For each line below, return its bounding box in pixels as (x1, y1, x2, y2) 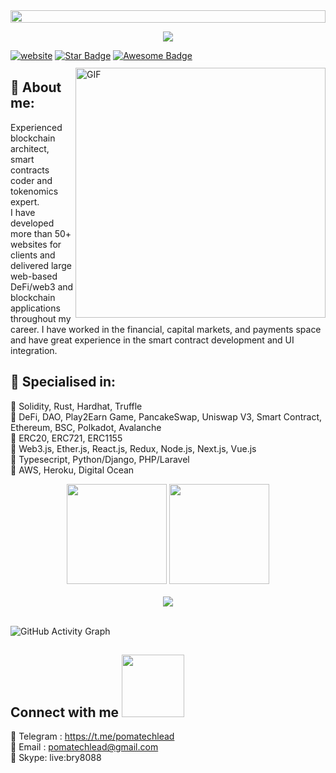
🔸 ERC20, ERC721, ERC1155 (10, 432, 123, 444)
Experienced (10, 121, 63, 133)
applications (10, 302, 61, 314)
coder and (10, 174, 53, 186)
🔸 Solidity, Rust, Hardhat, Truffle (10, 400, 143, 412)
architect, (10, 142, 50, 154)
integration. (10, 344, 58, 356)
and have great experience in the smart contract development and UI (10, 334, 295, 346)
